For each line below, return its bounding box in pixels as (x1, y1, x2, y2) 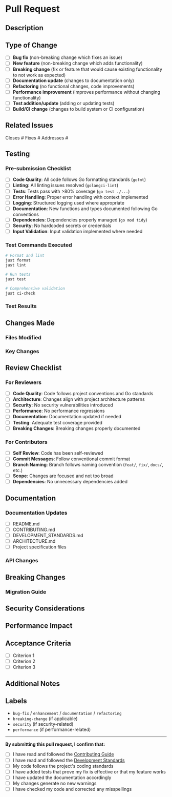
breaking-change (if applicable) (12, 716, 78, 722)
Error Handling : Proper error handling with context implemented (12, 194, 148, 200)
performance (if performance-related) (12, 726, 91, 733)
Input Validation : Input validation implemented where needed (12, 228, 143, 234)
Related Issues (5, 121, 53, 130)
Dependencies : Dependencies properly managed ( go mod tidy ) (12, 216, 147, 223)
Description (5, 24, 44, 32)
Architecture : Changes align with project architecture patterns (12, 396, 145, 402)
